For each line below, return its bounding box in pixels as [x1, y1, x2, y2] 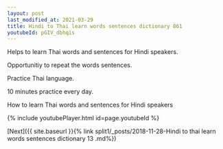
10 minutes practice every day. [7, 87, 94, 96]
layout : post [7, 10, 45, 17]
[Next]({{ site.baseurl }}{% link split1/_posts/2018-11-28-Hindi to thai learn [7, 127, 216, 135]
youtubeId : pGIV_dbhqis [7, 29, 75, 36]
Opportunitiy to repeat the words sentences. [7, 61, 132, 69]
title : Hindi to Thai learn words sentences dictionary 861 [7, 23, 183, 29]
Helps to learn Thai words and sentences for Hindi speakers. [7, 48, 178, 56]
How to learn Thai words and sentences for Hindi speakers [7, 100, 174, 109]
